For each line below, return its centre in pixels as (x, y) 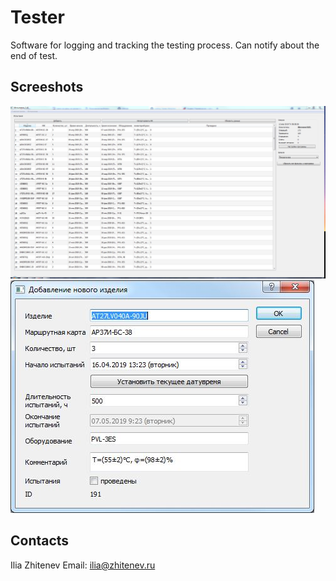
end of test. (34, 55)
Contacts (40, 541)
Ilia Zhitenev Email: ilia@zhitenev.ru (83, 565)
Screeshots (47, 87)
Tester (37, 17)
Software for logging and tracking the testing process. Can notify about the (165, 45)
